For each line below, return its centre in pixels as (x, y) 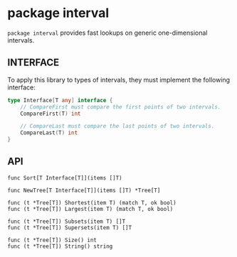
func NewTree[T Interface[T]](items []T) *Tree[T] (84, 190)
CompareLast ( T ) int (49, 133)
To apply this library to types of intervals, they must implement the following (118, 80)
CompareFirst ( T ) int (51, 114)
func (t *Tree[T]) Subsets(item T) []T (67, 222)
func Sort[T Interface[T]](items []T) (65, 178)
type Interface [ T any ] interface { (60, 100)
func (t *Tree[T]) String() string (60, 246)
